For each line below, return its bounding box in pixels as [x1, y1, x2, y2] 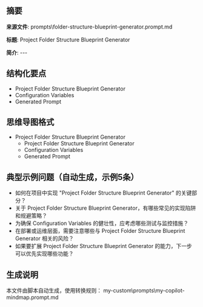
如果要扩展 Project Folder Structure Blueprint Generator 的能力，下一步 [15, 243, 193, 250]
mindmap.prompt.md [6, 294, 59, 301]
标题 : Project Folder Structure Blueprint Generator [6, 36, 130, 43]
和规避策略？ [15, 212, 47, 219]
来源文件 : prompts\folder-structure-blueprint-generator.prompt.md [6, 23, 173, 30]
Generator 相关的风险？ [15, 235, 75, 242]
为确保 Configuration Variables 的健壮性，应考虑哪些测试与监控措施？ [15, 219, 189, 227]
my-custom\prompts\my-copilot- [102, 287, 185, 294]
